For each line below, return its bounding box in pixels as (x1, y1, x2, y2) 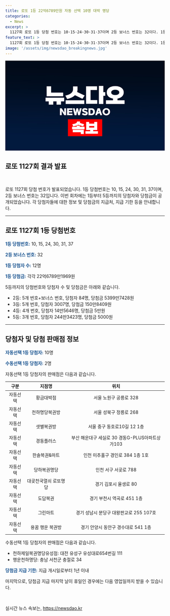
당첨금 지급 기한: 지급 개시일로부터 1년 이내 (5, 567, 90, 574)
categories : (5, 13, 30, 19)
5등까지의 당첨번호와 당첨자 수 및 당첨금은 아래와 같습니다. (5, 284, 120, 290)
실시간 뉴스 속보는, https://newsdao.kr (5, 605, 82, 611)
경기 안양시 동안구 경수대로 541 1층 (80, 524, 152, 530)
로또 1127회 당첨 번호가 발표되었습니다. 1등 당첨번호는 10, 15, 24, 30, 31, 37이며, (5, 186, 163, 193)
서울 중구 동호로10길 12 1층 (88, 423, 144, 429)
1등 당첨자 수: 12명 (5, 262, 41, 268)
